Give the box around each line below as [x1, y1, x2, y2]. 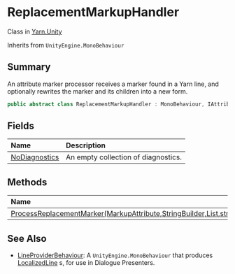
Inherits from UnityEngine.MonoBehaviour [7, 41, 124, 49]
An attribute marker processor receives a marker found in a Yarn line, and [7, 80, 219, 88]
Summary [7, 61, 51, 73]
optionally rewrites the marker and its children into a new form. [7, 87, 188, 95]
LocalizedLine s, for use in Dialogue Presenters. [17, 259, 155, 267]
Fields [7, 120, 35, 132]
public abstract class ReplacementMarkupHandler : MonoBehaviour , [7, 101, 205, 108]
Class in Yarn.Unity [7, 27, 62, 36]
